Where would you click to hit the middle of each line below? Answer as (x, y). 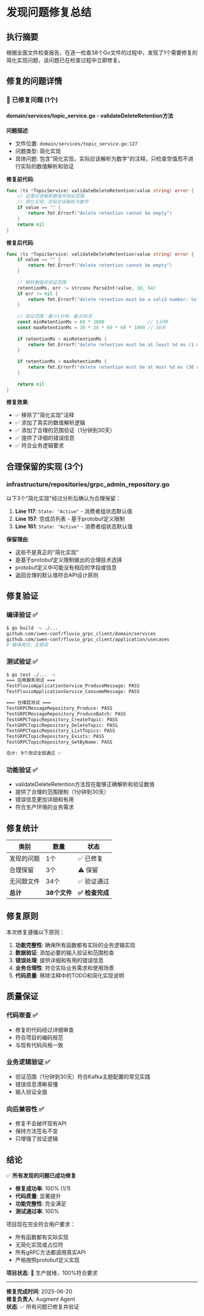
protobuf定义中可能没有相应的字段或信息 (66, 568)
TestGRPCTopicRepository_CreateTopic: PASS (62, 719)
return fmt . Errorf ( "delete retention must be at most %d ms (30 (111, 367)
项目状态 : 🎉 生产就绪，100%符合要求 (52, 1273)
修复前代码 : (21, 179)
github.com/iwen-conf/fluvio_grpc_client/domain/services (81, 633)
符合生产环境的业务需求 (44, 807)
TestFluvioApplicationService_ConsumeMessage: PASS (73, 692)
